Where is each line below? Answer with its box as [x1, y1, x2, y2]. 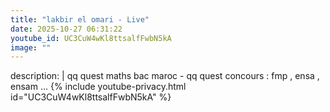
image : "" [10, 42, 52, 53]
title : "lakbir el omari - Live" [10, 14, 150, 25]
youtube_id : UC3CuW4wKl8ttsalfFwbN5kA [10, 33, 172, 43]
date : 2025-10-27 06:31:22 [10, 24, 123, 34]
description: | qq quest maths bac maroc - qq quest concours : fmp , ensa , [10, 70, 320, 82]
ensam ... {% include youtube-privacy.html [10, 81, 187, 93]
